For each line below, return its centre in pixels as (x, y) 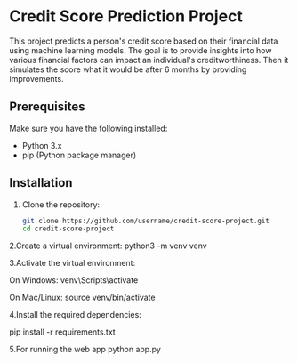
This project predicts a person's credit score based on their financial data (144, 41)
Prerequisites (47, 107)
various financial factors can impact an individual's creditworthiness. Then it (149, 60)
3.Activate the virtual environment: (72, 263)
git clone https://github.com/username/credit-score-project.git (145, 221)
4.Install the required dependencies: (76, 315)
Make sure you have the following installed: (89, 128)
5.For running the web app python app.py (85, 350)
